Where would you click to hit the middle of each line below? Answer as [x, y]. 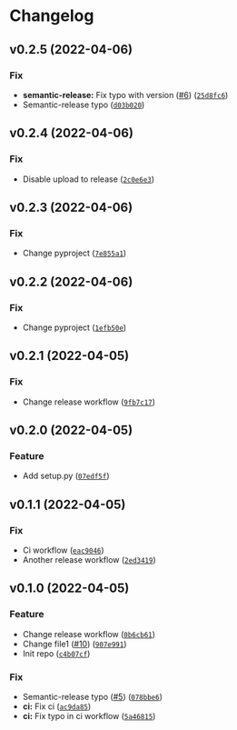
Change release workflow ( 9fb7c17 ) [89, 402]
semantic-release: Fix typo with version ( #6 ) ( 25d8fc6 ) [125, 95]
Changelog [52, 16]
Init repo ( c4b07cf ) [56, 653]
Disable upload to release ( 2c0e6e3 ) [89, 179]
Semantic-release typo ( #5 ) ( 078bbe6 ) [93, 696]
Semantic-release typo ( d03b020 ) [84, 105]
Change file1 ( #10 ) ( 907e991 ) [74, 644]
